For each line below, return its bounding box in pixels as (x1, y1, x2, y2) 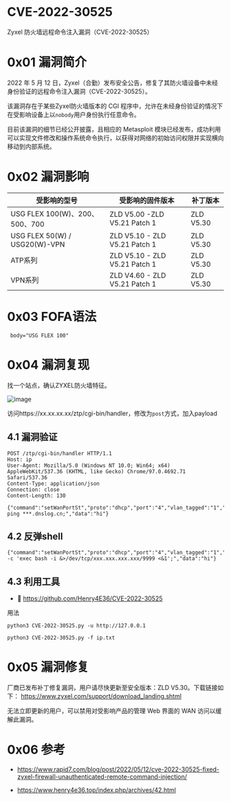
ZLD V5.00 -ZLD (109, 209, 165, 219)
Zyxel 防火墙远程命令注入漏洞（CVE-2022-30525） (7, 28, 153, 36)
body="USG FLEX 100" (10, 332, 69, 339)
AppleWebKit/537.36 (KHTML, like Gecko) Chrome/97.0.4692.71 (7, 468, 186, 475)
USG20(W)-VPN (10, 239, 65, 249)
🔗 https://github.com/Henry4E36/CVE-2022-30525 (16, 594, 163, 603)
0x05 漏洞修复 (7, 659, 89, 675)
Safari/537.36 (7, 474, 48, 481)
